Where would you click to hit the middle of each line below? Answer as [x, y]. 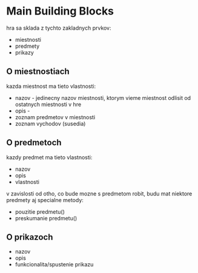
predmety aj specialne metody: [45, 200]
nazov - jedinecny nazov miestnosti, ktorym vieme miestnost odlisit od [103, 97]
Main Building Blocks [60, 11]
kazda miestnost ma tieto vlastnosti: [51, 86]
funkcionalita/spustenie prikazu [54, 265]
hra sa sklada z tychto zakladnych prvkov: [59, 28]
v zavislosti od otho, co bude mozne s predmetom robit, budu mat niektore [99, 193]
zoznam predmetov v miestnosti [55, 117]
